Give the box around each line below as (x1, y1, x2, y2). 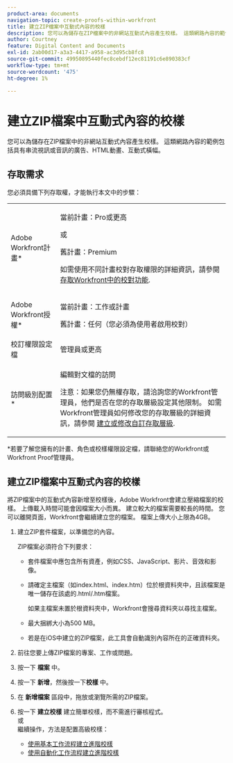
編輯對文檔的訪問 (60, 370, 116, 380)
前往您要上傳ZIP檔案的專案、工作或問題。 (17, 648, 137, 657)
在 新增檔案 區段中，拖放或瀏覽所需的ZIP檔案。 (17, 693, 153, 701)
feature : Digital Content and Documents (7, 42, 126, 49)
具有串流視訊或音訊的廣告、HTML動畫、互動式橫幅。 (12, 146, 165, 154)
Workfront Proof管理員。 (7, 453, 78, 462)
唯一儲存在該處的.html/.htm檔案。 (27, 589, 123, 597)
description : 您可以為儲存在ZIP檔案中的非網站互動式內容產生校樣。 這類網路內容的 (7, 29, 221, 37)
